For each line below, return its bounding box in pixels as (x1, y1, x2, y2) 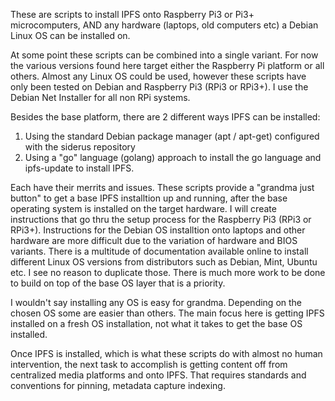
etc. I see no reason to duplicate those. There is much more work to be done (10, 267, 326, 278)
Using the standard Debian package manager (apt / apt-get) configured (24, 130, 320, 142)
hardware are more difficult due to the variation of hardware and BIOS (10, 235, 298, 246)
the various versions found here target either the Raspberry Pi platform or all (10, 60, 325, 71)
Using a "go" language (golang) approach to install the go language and (24, 152, 322, 163)
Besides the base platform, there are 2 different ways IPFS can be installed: (10, 111, 321, 123)
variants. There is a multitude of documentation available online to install (10, 245, 309, 257)
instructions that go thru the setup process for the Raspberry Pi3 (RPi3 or (10, 214, 312, 225)
